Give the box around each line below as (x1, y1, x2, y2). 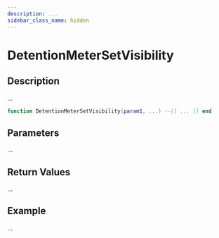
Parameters (7, 127, 60, 139)
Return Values (7, 166, 71, 178)
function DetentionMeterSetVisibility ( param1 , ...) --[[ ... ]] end (7, 107, 212, 115)
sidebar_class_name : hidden (7, 17, 90, 24)
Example (7, 205, 46, 217)
